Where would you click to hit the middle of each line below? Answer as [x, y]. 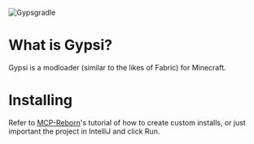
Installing [41, 100]
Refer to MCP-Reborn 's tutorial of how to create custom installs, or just [127, 122]
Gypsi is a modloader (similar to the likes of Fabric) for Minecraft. [117, 67]
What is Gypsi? [60, 45]
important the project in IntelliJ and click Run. [84, 131]
